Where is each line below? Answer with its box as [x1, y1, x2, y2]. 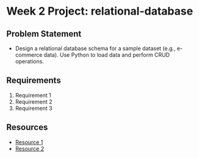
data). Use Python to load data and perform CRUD [43, 51, 170, 59]
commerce [15, 51, 43, 59]
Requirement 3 [15, 104, 53, 112]
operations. [15, 58, 45, 65]
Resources [6, 122, 48, 132]
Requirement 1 [15, 92, 52, 99]
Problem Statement [6, 29, 82, 39]
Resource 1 [15, 138, 43, 146]
